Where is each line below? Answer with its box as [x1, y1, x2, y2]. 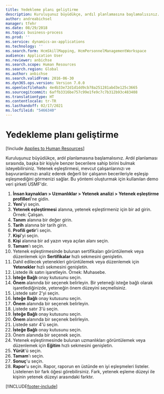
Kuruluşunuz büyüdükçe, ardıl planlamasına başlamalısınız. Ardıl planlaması [5, 155, 158, 161]
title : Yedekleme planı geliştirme [5, 7, 79, 12]
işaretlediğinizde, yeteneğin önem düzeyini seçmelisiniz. [12, 285, 127, 291]
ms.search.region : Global [5, 67, 58, 72]
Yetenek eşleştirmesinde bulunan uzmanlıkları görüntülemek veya [12, 337, 146, 343]
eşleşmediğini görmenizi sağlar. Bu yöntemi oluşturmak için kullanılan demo [5, 176, 159, 182]
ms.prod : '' [5, 35, 30, 40]
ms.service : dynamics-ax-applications [5, 39, 85, 44]
